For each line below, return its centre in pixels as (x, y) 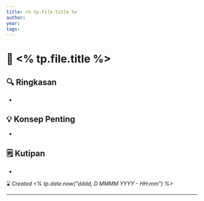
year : (13, 23)
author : (16, 18)
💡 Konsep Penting (41, 119)
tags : (13, 29)
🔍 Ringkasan (32, 82)
